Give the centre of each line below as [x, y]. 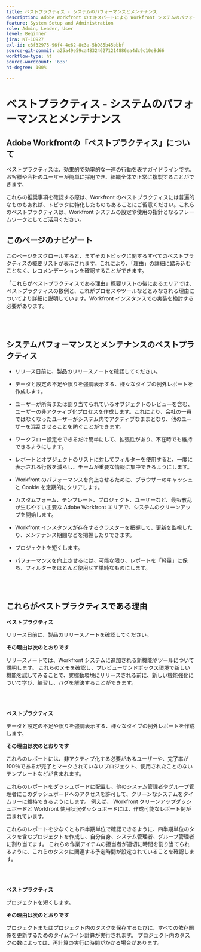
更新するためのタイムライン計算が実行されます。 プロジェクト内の [98, 935]
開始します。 [41, 515]
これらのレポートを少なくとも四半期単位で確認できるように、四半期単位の [98, 829]
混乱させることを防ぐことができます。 [78, 426]
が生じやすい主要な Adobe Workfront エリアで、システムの [87, 507]
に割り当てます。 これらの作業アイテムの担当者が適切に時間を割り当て [93, 844]
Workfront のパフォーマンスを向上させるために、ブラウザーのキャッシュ [104, 480]
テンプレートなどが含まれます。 [45, 773]
